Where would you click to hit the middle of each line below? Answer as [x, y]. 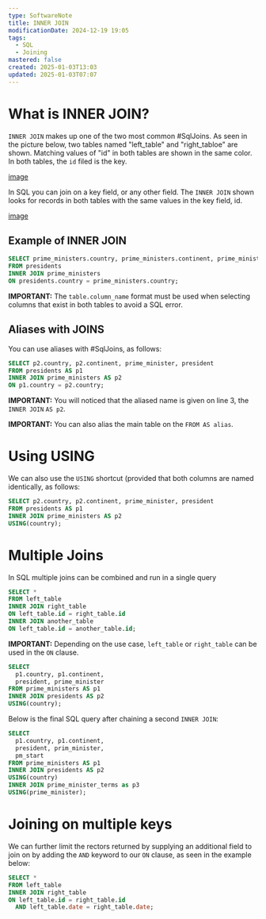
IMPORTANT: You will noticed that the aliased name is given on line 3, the [129, 401]
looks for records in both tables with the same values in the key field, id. [125, 200]
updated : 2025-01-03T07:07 [53, 75]
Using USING [51, 456]
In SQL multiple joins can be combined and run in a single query [112, 577]
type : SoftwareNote [40, 15]
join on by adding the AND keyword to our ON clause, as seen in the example [130, 855]
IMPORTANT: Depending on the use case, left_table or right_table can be [133, 644]
